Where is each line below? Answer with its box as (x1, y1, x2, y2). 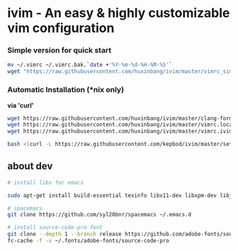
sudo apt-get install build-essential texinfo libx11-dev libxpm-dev (7, 191, 217, 199)
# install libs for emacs (7, 179, 84, 186)
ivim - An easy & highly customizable (7, 5, 230, 21)
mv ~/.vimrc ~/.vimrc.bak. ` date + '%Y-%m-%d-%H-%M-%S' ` (7, 62, 173, 69)
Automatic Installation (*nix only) (7, 85, 125, 95)
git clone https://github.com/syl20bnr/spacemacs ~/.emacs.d (7, 211, 192, 218)
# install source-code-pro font (7, 224, 103, 231)
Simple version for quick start (7, 45, 112, 55)
